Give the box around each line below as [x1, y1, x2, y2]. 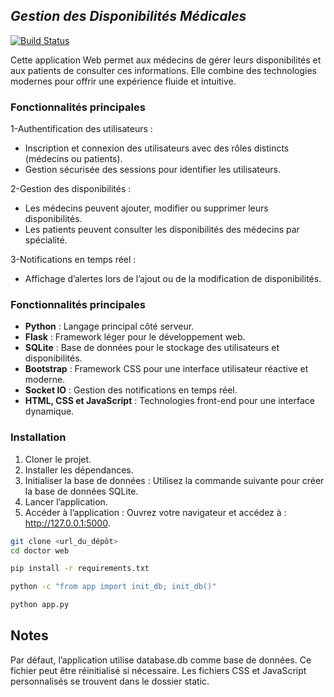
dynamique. [24, 405, 75, 418]
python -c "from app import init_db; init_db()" [10, 582, 217, 592]
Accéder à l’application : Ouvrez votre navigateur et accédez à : [24, 506, 287, 518]
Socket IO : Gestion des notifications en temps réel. [24, 384, 238, 396]
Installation [10, 430, 67, 444]
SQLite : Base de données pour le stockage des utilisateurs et [24, 342, 280, 354]
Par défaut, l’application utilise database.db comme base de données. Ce [10, 654, 312, 666]
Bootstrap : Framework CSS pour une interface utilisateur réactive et [24, 363, 309, 375]
